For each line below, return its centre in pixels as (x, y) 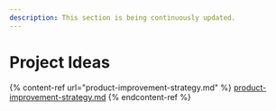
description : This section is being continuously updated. (123, 18)
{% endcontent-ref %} (149, 97)
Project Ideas (60, 62)
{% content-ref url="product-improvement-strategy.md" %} (120, 88)
